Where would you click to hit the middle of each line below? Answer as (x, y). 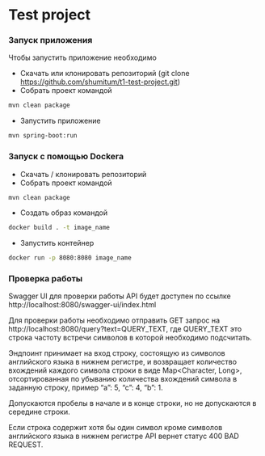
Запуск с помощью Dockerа (66, 157)
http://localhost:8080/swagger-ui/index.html (82, 305)
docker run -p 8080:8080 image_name (70, 258)
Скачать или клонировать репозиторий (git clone (105, 74)
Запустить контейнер (57, 243)
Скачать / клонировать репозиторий (83, 174)
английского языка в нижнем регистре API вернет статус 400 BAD (124, 436)
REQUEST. (26, 445)
